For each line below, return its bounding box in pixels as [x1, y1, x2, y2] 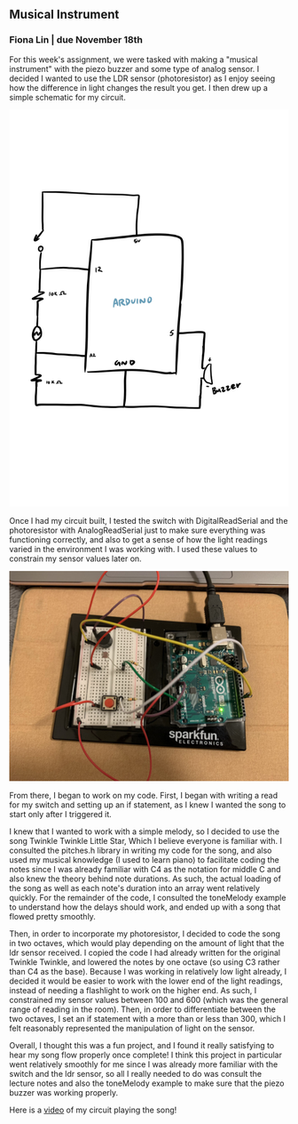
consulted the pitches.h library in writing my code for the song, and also [9, 845, 272, 855]
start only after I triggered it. [9, 808, 113, 819]
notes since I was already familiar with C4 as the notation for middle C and [9, 863, 281, 874]
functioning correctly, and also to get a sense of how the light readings [9, 534, 268, 545]
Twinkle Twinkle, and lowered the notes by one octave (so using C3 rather [9, 956, 280, 967]
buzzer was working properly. [9, 1087, 119, 1097]
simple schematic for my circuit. [9, 92, 126, 102]
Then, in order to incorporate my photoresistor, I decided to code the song [9, 928, 281, 939]
